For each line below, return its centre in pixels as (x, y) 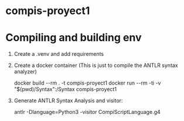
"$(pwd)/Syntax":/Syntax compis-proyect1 (65, 89)
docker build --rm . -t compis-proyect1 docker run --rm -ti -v (87, 83)
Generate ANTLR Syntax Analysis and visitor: (68, 100)
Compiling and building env (74, 38)
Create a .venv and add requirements (59, 54)
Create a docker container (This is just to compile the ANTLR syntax (96, 65)
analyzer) (25, 72)
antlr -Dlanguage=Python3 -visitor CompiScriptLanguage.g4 (87, 112)
